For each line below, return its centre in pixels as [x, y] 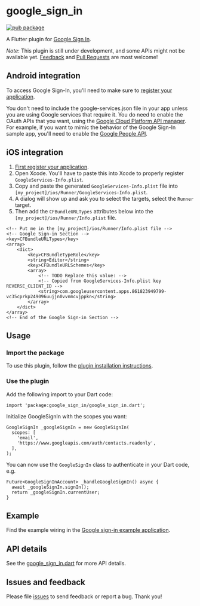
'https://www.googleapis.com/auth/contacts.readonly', [87, 443]
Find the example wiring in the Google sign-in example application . [88, 530]
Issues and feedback [46, 582]
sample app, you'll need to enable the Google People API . [77, 133]
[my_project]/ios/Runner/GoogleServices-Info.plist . [81, 192]
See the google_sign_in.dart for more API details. [66, 564]
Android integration [43, 76]
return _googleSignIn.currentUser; [56, 492]
